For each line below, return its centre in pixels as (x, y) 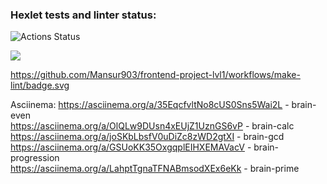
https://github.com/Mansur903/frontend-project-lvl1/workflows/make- (155, 75)
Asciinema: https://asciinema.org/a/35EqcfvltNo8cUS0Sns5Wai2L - (150, 105)
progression (35, 158)
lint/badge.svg (40, 85)
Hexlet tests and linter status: (83, 15)
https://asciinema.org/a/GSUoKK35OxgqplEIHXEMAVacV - (131, 147)
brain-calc (273, 126)
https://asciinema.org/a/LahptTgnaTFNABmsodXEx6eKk (126, 169)
